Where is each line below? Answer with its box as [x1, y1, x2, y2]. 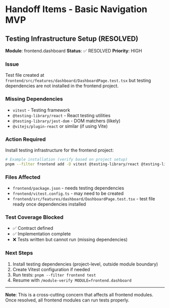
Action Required [5, 135, 46, 142]
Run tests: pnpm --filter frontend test [12, 272, 96, 278]
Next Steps [5, 249, 33, 256]
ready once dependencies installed [12, 201, 86, 207]
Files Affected [5, 173, 40, 180]
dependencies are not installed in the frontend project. [5, 83, 119, 89]
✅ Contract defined [12, 225, 54, 231]
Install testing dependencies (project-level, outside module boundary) [12, 261, 158, 267]
